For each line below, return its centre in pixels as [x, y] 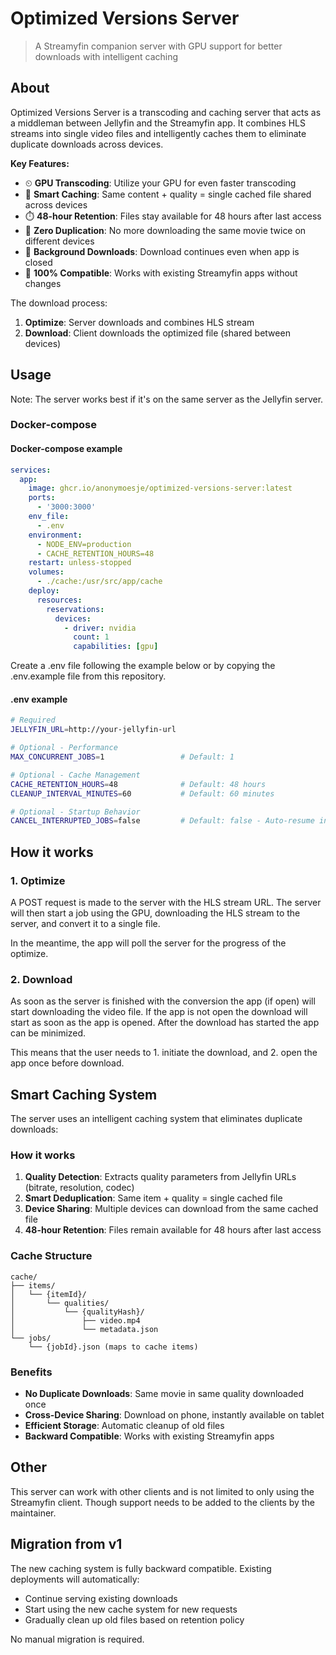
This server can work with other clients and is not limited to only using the [162, 1491]
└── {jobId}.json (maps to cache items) [113, 1347]
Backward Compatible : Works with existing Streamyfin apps [149, 1436]
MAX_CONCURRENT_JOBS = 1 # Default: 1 [122, 757]
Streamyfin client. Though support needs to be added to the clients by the [162, 1502]
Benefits [31, 1372]
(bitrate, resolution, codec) [79, 1188]
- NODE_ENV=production [84, 544]
